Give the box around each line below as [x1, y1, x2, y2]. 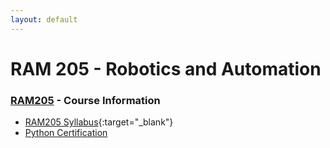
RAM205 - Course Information [10, 93, 161, 107]
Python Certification [24, 127, 108, 139]
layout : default [10, 14, 78, 25]
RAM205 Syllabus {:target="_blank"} [24, 116, 174, 128]
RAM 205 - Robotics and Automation [10, 57, 322, 80]
